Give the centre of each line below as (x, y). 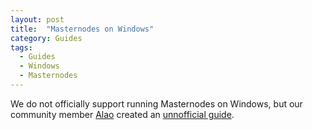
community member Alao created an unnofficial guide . (122, 114)
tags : (21, 47)
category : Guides (46, 38)
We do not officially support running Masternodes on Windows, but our (156, 103)
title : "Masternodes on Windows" (82, 29)
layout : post (37, 19)
